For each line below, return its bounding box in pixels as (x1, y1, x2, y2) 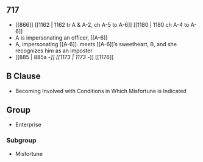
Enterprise (15, 121, 41, 129)
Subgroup (6, 136, 37, 145)
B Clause (6, 71, 41, 82)
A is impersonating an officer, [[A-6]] (15, 33, 108, 41)
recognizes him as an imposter (15, 47, 93, 54)
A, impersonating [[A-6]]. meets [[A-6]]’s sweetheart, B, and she (15, 40, 177, 48)
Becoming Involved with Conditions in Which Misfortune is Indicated (15, 87, 187, 94)
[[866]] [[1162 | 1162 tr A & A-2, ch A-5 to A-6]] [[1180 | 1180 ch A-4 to (15, 21, 190, 28)
